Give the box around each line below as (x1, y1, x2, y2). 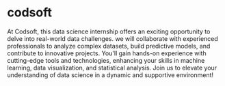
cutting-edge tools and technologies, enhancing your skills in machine (7, 56, 205, 64)
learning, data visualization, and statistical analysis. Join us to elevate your (7, 63, 217, 72)
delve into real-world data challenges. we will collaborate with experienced (7, 34, 219, 42)
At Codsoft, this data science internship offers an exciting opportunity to (7, 27, 211, 35)
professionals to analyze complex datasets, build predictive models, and (7, 42, 211, 50)
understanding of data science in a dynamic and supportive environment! (7, 70, 214, 79)
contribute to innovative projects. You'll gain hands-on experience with (7, 49, 207, 57)
